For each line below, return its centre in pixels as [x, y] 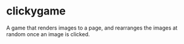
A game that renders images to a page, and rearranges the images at [92, 28]
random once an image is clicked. [48, 34]
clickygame [36, 11]
